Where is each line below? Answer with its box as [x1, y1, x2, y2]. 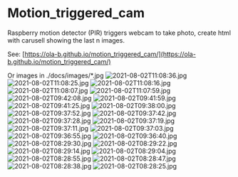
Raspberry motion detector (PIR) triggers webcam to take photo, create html [7, 28, 232, 37]
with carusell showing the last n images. [7, 36, 125, 44]
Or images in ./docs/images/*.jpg [7, 71, 104, 80]
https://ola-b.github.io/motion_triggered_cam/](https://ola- [24, 50, 196, 58]
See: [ [7, 50, 25, 58]
